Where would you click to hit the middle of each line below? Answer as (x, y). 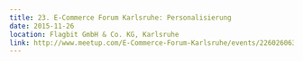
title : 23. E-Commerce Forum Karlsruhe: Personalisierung (120, 17)
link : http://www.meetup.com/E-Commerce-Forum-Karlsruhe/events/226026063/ (155, 43)
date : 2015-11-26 (42, 26)
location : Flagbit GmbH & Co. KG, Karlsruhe (94, 34)
